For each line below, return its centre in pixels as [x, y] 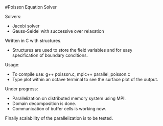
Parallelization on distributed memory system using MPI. [69, 98]
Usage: [12, 65]
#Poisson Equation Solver [31, 7]
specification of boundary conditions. [50, 55]
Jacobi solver [26, 26]
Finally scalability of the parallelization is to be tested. [59, 118]
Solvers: [13, 16]
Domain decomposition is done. [44, 104]
